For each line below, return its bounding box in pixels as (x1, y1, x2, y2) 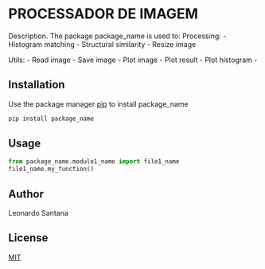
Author (8, 187, 44, 201)
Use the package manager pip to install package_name (8, 99, 189, 108)
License (8, 232, 49, 245)
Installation (8, 78, 65, 92)
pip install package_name (8, 115, 94, 123)
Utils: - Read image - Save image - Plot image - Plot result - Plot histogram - (8, 55, 258, 64)
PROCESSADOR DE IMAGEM (8, 5, 199, 23)
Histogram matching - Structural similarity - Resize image (8, 39, 197, 49)
